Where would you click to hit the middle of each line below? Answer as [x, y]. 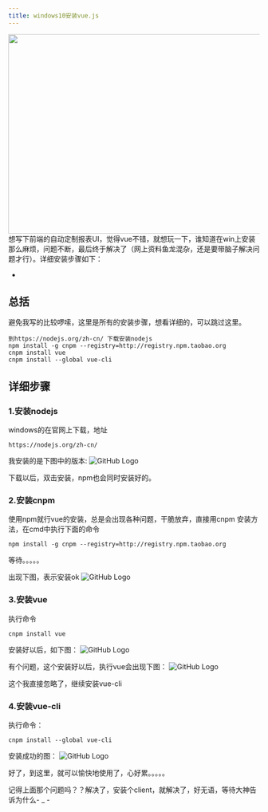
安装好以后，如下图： [43, 649]
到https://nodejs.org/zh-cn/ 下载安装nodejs [81, 339]
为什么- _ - [32, 800]
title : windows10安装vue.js [54, 16]
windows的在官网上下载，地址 [58, 430]
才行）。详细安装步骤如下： [59, 258]
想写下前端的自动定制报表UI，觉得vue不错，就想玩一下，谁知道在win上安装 [132, 238]
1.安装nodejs [33, 411]
